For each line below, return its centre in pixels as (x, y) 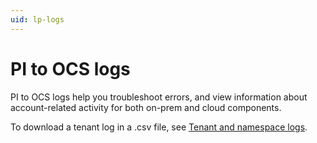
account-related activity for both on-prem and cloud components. (146, 107)
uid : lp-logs (37, 19)
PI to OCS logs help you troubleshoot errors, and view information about (159, 97)
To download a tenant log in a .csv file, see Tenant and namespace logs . (159, 127)
